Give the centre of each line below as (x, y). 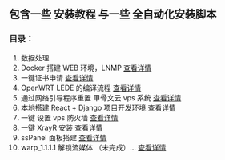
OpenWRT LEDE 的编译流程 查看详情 (81, 88)
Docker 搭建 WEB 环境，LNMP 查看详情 (86, 68)
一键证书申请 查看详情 (57, 77)
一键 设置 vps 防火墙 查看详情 (69, 117)
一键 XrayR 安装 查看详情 (62, 127)
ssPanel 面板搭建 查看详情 (64, 137)
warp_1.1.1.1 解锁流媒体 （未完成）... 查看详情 (93, 147)
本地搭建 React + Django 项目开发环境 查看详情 (98, 107)
